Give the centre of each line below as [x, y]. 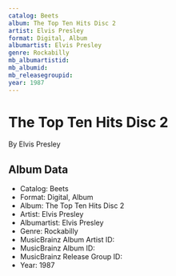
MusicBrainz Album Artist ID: [67, 240]
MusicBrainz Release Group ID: [71, 257]
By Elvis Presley [35, 144]
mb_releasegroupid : [41, 75]
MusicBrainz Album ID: [58, 248]
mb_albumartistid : [39, 61]
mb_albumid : [28, 68]
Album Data [38, 169]
